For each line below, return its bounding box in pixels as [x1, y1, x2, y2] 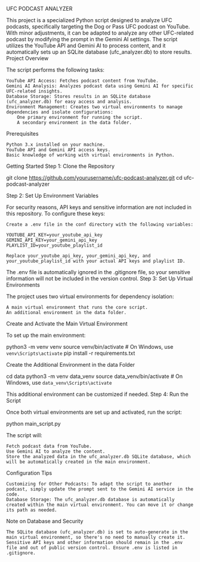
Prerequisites [6, 130, 39, 137]
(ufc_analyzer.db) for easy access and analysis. [6, 99, 133, 105]
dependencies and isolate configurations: [6, 109, 113, 115]
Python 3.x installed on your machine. [6, 142, 106, 148]
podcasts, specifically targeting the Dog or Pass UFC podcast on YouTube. [6, 23, 190, 30]
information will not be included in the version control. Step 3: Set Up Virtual [6, 275, 193, 282]
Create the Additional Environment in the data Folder [6, 361, 136, 368]
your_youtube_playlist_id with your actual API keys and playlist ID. [6, 258, 186, 264]
